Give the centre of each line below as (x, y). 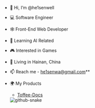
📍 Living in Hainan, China (35, 62)
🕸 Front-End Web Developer (39, 29)
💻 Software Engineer (31, 18)
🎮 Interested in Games (33, 50)
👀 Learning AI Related (32, 40)
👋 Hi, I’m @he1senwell (32, 8)
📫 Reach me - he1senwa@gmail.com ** (50, 72)
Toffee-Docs (30, 95)
